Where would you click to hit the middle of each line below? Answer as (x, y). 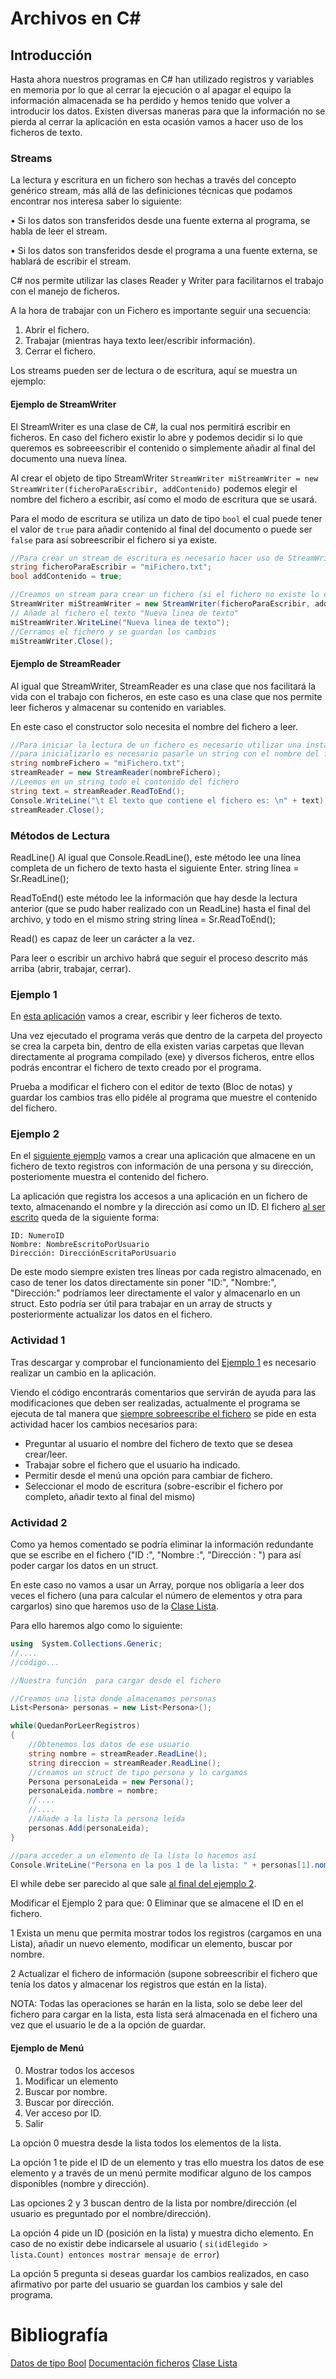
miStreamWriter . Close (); (62, 641)
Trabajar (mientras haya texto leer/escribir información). (140, 341)
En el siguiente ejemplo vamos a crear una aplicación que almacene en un (163, 1156)
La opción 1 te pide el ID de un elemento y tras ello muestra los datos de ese (167, 2162)
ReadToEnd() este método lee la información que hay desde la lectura (154, 898)
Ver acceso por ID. (63, 2113)
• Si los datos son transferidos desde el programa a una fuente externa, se (164, 251)
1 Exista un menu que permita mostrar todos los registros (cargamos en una (166, 1933)
